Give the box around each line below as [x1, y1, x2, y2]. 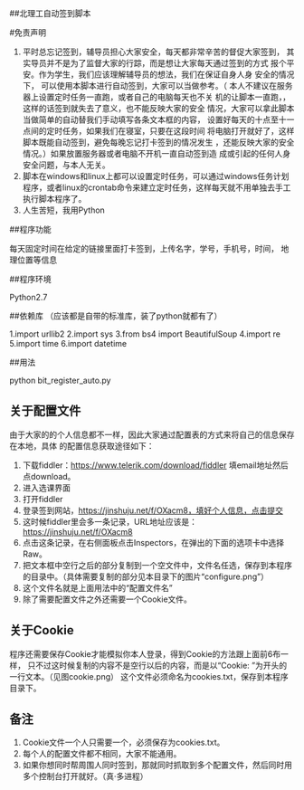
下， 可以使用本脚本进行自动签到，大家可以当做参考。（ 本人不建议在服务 [22, 81, 293, 90]
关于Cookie [9, 623, 74, 638]
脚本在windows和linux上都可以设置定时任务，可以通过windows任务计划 [22, 171, 290, 181]
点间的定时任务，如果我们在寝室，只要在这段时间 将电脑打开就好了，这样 [22, 126, 295, 136]
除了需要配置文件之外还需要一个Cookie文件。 [22, 594, 193, 604]
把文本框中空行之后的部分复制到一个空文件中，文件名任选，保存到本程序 [22, 559, 292, 570]
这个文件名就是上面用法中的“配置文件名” [22, 582, 174, 593]
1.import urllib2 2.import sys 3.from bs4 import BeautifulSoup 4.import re [9, 328, 280, 339]
